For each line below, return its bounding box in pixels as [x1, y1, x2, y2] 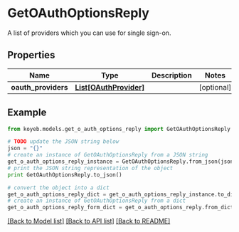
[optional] [198, 82, 232, 92]
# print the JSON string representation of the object [7, 164, 174, 172]
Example [7, 107, 47, 119]
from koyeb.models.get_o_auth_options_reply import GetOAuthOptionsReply [7, 125, 231, 132]
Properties [7, 49, 55, 61]
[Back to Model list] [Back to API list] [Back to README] [7, 217, 171, 226]
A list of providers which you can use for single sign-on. [7, 28, 171, 37]
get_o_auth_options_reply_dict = [7, 191, 107, 198]
